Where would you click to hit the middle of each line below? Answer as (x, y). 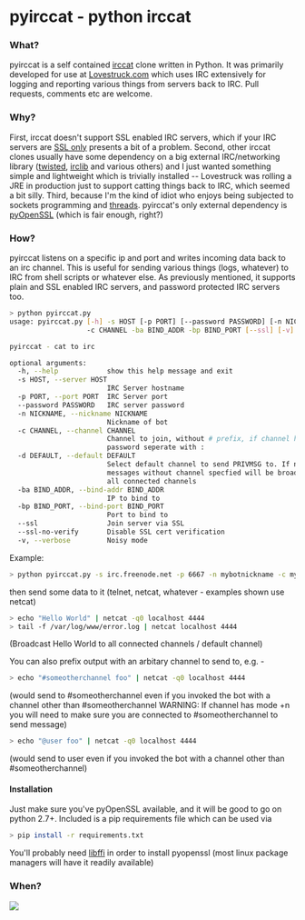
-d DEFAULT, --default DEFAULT (77, 456)
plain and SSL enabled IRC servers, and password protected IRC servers (145, 287)
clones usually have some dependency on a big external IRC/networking (145, 156)
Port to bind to (138, 515)
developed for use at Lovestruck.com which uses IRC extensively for (138, 75)
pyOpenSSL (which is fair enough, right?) (86, 215)
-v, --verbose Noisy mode (83, 540)
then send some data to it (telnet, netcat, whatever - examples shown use (147, 592)
